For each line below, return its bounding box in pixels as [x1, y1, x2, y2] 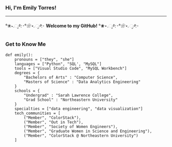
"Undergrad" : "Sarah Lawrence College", [24, 93, 114, 98]
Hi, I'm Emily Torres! [5, 4, 57, 11]
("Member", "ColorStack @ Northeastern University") [24, 133, 139, 138]
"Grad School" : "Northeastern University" [24, 97, 118, 102]
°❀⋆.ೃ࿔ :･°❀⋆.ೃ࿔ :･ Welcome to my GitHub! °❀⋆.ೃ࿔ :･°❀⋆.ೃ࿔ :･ [5, 23, 139, 29]
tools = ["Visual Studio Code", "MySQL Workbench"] [14, 66, 127, 71]
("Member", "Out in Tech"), [24, 119, 83, 124]
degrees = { [14, 70, 40, 75]
